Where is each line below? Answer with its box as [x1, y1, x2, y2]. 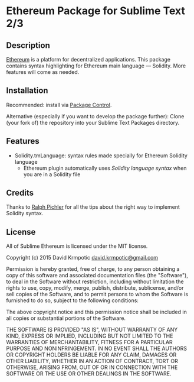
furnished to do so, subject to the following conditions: [6, 297, 139, 304]
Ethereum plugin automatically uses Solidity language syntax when [23, 164, 187, 171]
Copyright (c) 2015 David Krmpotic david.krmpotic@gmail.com [6, 254, 158, 261]
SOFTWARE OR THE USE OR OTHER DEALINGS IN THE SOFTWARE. [6, 370, 172, 377]
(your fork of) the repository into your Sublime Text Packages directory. [6, 119, 180, 126]
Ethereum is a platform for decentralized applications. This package [6, 56, 171, 63]
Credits [6, 188, 34, 198]
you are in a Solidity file [23, 170, 81, 178]
